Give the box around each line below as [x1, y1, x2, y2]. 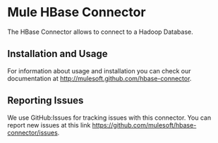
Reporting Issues [7, 94, 84, 106]
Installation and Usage [7, 48, 108, 60]
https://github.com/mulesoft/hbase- [92, 120, 197, 129]
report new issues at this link [7, 120, 91, 129]
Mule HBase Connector [7, 4, 146, 20]
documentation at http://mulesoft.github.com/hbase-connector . [7, 74, 192, 82]
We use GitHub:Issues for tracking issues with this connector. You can [7, 113, 212, 122]
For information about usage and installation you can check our [7, 66, 192, 75]
